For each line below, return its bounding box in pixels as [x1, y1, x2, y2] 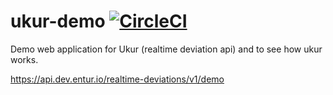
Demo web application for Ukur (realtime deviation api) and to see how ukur [10, 43, 323, 55]
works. [10, 53, 39, 65]
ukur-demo [10, 10, 106, 33]
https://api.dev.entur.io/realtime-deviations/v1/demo [10, 73, 225, 85]
